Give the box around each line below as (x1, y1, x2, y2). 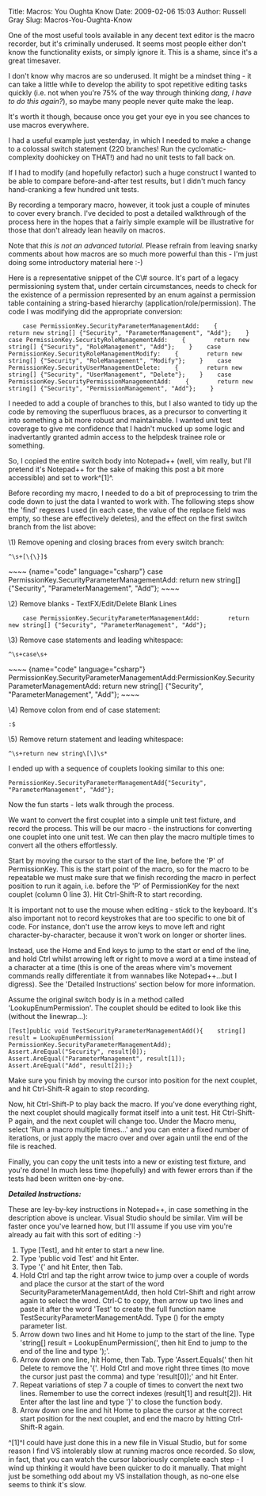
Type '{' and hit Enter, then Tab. (19, 1262, 123, 1271)
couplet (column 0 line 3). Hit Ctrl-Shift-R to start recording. (8, 890, 203, 899)
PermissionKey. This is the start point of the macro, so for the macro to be (8, 864, 249, 874)
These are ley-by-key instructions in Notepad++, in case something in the (8, 1205, 249, 1213)
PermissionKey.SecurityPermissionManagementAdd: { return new (8, 378, 253, 386)
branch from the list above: (8, 522, 97, 531)
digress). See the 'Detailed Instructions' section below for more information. (8, 979, 256, 989)
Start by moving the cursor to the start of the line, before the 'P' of (8, 856, 224, 865)
